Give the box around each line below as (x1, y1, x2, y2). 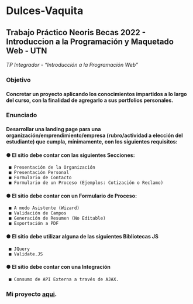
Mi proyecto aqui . (6, 290, 57, 298)
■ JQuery (8, 246, 30, 252)
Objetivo (6, 76, 31, 84)
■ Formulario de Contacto (8, 175, 72, 181)
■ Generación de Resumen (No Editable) (8, 216, 106, 221)
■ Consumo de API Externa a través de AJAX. (8, 276, 119, 282)
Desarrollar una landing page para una (6, 126, 101, 133)
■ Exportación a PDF (8, 221, 59, 227)
